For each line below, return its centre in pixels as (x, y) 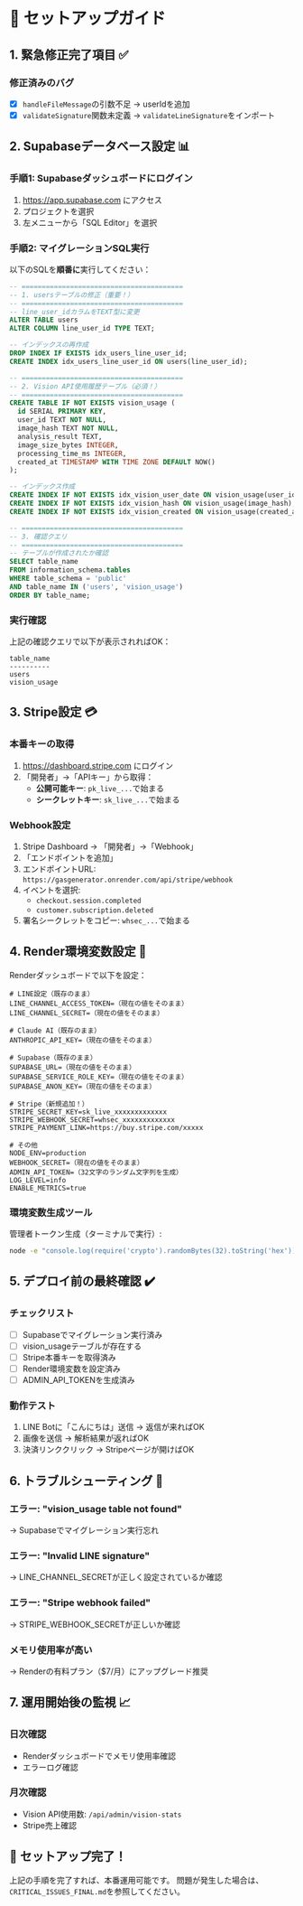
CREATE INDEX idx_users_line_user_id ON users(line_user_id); (129, 361)
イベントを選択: (51, 890)
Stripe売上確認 (49, 1825)
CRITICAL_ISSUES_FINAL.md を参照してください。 (97, 1891)
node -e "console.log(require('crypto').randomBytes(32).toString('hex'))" (155, 1251)
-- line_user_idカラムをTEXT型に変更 (74, 312)
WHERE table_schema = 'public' (68, 579)
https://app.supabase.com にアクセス (92, 200)
